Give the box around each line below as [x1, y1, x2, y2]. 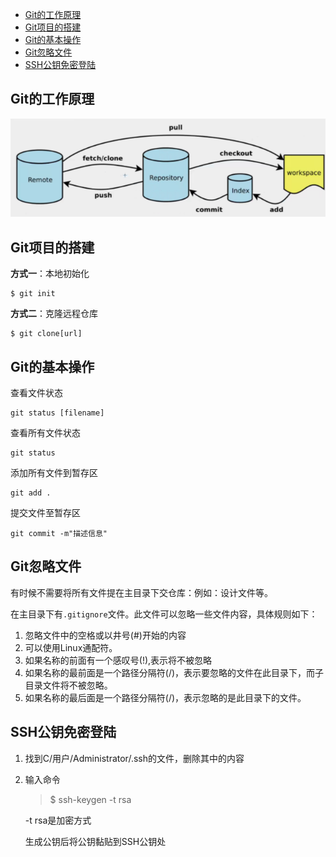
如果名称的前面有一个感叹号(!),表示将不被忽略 [24, 654, 213, 666]
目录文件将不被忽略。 [24, 679, 113, 691]
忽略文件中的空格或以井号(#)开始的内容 [24, 629, 187, 641]
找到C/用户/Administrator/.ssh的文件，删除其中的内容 [24, 752, 245, 764]
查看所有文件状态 [10, 426, 81, 438]
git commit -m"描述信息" [10, 528, 108, 538]
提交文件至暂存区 [10, 506, 81, 518]
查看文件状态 [10, 386, 63, 398]
